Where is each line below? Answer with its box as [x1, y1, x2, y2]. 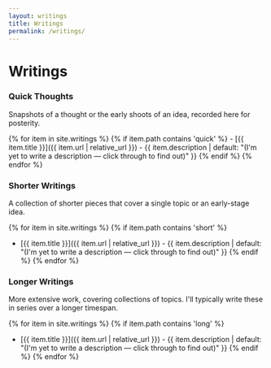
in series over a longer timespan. [8, 303, 118, 313]
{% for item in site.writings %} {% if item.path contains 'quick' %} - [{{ [8, 133, 244, 143]
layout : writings [8, 11, 68, 20]
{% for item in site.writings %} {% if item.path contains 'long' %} [8, 318, 225, 329]
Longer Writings [8, 276, 74, 288]
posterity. [8, 118, 41, 128]
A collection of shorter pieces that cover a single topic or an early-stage [8, 198, 250, 208]
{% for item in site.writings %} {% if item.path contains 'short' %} [8, 223, 228, 232]
